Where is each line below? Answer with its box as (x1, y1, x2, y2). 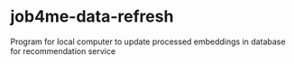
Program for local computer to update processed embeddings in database (10, 36, 286, 47)
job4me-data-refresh (10, 6, 174, 27)
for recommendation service (10, 45, 116, 56)
